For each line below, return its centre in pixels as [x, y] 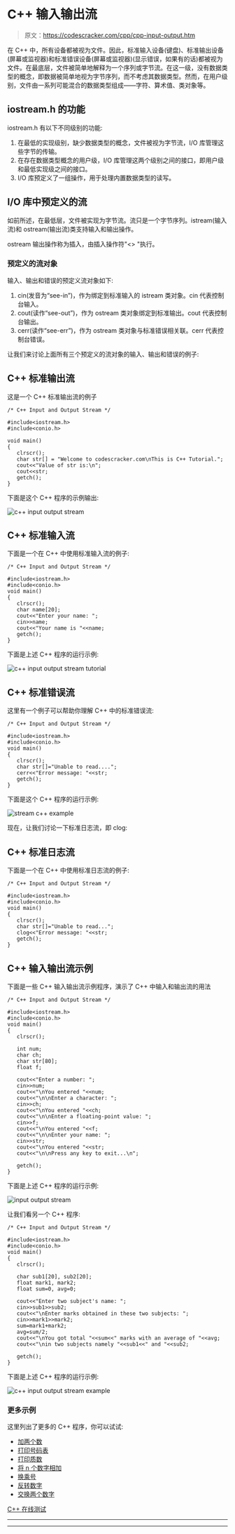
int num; [29, 1049]
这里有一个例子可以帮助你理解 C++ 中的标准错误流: [80, 710]
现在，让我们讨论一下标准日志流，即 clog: [67, 828]
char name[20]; [38, 610]
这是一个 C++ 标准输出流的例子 [52, 397]
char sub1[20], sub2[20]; [54, 1276]
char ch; [29, 1055]
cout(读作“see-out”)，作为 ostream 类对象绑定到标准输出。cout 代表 [116, 312]
